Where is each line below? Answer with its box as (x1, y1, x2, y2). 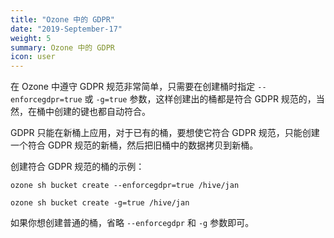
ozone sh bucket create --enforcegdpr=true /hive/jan (10, 181, 240, 191)
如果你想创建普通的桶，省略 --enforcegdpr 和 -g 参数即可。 (10, 217, 255, 229)
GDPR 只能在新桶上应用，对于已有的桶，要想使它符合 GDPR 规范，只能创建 (10, 127, 320, 139)
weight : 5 (10, 33, 52, 43)
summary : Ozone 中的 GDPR (10, 42, 115, 53)
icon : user (10, 52, 56, 62)
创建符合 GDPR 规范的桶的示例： (10, 161, 145, 173)
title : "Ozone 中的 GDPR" (10, 14, 115, 25)
